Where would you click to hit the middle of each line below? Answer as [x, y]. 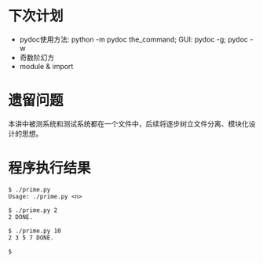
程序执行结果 [50, 168]
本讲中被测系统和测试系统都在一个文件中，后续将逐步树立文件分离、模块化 [128, 123]
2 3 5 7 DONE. [31, 237]
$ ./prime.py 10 [35, 231]
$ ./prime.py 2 [33, 210]
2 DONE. [21, 217]
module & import [46, 66]
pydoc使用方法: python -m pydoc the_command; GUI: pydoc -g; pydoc [134, 39]
